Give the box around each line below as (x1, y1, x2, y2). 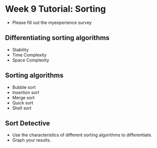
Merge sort (12, 94, 35, 101)
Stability (12, 46, 29, 52)
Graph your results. (12, 137, 51, 143)
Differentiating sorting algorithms (5, 34, 110, 42)
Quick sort (12, 100, 33, 106)
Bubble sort (12, 84, 36, 90)
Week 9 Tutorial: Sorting (5, 3, 106, 15)
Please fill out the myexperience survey (12, 20, 92, 25)
